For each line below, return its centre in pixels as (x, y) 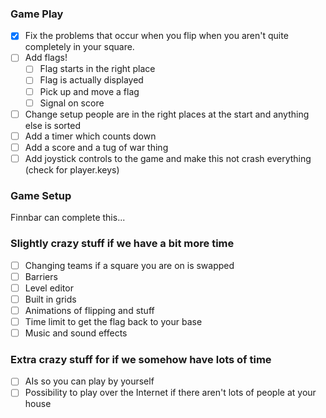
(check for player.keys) (72, 169)
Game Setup (41, 195)
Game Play (37, 14)
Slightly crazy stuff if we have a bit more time (122, 244)
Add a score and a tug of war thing (96, 147)
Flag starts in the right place (97, 69)
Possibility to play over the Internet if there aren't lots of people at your (170, 393)
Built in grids (50, 299)
